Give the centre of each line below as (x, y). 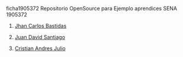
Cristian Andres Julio (40, 48)
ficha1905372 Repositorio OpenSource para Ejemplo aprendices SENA (92, 8)
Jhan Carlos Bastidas (40, 26)
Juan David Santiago (40, 37)
